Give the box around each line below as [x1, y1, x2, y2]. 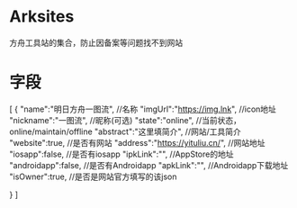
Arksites [9, 6, 75, 27]
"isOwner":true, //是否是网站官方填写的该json [9, 171, 177, 182]
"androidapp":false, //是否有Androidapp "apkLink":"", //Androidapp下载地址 [9, 159, 289, 170]
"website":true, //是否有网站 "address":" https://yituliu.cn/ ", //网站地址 [9, 137, 265, 148]
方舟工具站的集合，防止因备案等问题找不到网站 [9, 37, 183, 48]
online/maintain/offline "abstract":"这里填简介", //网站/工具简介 [9, 126, 241, 137]
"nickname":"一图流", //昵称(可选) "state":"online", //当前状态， [9, 114, 241, 125]
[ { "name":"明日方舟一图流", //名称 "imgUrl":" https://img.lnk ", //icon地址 [9, 104, 277, 114]
